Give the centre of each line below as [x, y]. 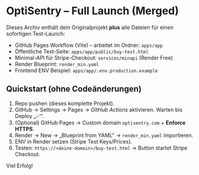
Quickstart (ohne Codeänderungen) [74, 89]
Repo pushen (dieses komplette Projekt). [64, 103]
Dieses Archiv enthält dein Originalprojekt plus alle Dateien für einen [90, 27]
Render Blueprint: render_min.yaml [57, 64]
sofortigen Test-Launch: [36, 33]
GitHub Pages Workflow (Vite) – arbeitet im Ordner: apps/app [89, 45]
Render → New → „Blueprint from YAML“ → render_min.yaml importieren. [104, 135]
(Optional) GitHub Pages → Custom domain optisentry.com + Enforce [100, 122]
